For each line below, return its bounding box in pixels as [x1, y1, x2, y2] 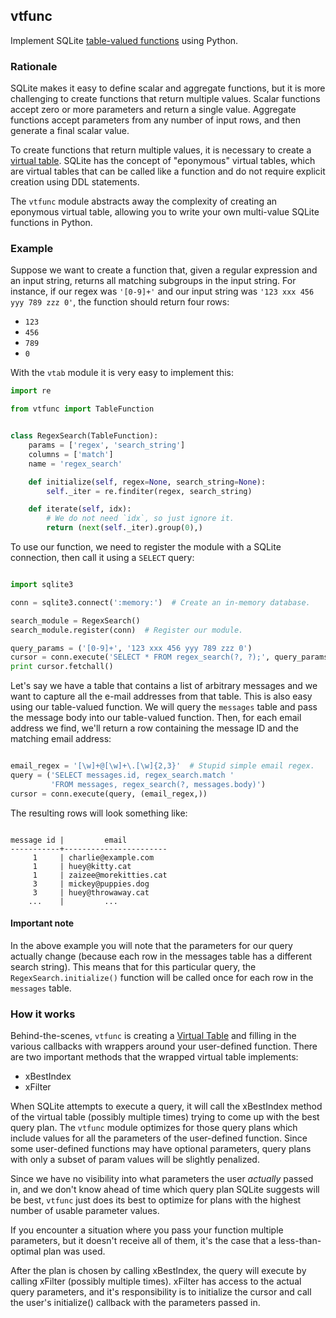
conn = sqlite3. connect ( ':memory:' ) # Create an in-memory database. [10, 597, 311, 608]
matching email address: [10, 733, 112, 745]
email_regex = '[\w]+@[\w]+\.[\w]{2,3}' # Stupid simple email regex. [10, 761, 315, 771]
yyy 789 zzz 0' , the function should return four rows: [10, 296, 230, 308]
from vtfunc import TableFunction [10, 404, 155, 414]
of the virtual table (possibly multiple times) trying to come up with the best [10, 1111, 320, 1123]
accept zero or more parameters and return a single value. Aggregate [10, 104, 297, 116]
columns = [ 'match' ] [28, 449, 114, 459]
